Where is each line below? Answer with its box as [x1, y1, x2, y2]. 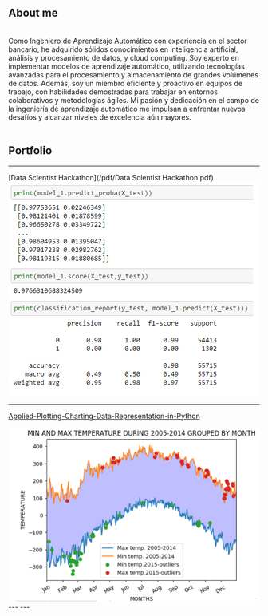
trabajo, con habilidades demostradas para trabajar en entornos [8, 87, 218, 97]
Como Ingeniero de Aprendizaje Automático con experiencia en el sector [8, 36, 247, 45]
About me [8, 6, 58, 20]
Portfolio [8, 144, 53, 158]
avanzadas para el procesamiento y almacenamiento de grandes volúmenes [8, 69, 259, 79]
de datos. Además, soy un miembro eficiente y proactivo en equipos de [8, 78, 243, 88]
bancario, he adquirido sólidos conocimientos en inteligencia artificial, [8, 44, 238, 54]
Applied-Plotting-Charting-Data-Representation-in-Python [8, 411, 201, 421]
